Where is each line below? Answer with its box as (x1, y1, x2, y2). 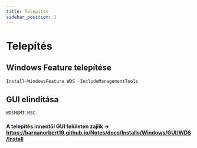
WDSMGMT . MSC (6, 110, 35, 116)
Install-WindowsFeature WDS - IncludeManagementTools (6, 78, 139, 84)
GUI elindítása (6, 95, 59, 105)
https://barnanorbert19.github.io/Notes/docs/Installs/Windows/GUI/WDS (6, 129, 192, 136)
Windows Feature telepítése (6, 63, 112, 73)
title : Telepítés (6, 8, 49, 15)
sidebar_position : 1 (6, 14, 57, 20)
